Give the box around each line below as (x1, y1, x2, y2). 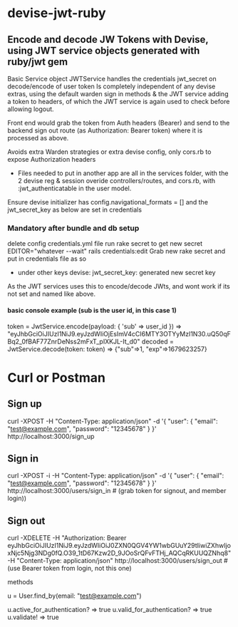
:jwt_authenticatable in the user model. (17, 184, 132, 192)
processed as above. (7, 134, 69, 142)
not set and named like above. (7, 290, 96, 299)
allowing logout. (7, 105, 55, 113)
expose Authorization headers (7, 155, 96, 163)
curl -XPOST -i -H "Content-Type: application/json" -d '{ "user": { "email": (7, 472, 224, 480)
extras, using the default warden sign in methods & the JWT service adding (7, 90, 229, 98)
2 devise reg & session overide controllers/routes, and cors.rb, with (17, 177, 216, 185)
